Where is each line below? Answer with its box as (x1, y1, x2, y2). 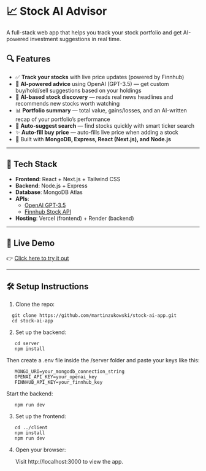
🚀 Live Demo (6, 238, 55, 248)
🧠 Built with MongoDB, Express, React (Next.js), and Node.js (15, 135, 172, 142)
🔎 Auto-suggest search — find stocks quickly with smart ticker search (15, 122, 195, 129)
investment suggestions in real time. (29, 35, 121, 42)
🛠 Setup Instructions (6, 281, 89, 292)
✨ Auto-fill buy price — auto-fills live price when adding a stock (15, 128, 179, 136)
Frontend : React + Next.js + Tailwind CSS (15, 175, 121, 182)
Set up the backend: (15, 329, 67, 336)
